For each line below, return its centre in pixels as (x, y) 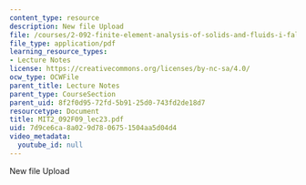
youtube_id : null (51, 145)
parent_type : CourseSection (63, 94)
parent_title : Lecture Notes (65, 86)
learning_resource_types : (58, 52)
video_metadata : (40, 137)
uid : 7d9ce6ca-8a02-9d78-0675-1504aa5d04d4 (93, 128)
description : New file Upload (67, 26)
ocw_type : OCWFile (44, 77)
